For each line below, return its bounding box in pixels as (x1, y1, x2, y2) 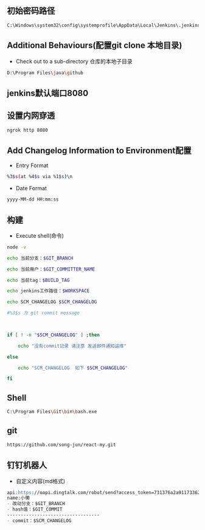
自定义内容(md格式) (15, 477, 66, 484)
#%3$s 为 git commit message (7, 310, 80, 316)
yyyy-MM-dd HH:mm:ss (7, 196, 60, 202)
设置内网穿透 (7, 111, 55, 121)
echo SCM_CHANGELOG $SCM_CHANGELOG (7, 299, 97, 305)
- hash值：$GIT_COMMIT (7, 506, 63, 512)
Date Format (15, 185, 47, 192)
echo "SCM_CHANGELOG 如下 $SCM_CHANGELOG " (18, 365, 128, 371)
